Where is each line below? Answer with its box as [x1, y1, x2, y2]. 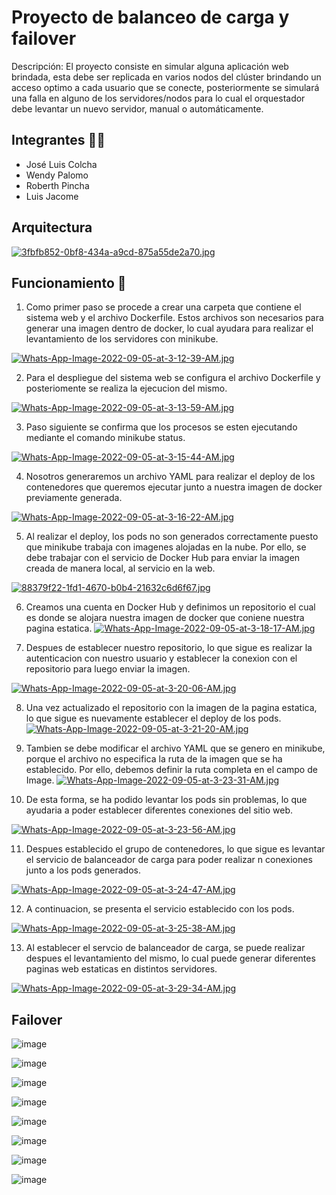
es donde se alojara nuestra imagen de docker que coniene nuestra [25, 612, 305, 624]
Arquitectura [11, 219, 93, 236]
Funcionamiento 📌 [11, 274, 127, 291]
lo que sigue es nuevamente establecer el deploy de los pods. [25, 712, 282, 725]
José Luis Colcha [25, 158, 98, 170]
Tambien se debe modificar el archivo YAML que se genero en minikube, [25, 742, 326, 755]
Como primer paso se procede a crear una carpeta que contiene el [25, 301, 302, 313]
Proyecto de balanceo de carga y [11, 6, 290, 29]
